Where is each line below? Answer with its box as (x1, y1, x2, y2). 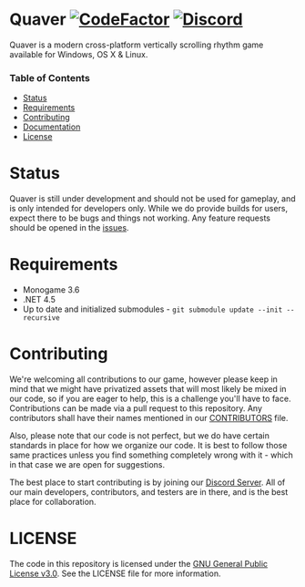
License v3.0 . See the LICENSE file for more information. (9, 568, 221, 579)
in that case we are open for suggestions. (9, 459, 166, 470)
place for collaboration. (9, 497, 97, 508)
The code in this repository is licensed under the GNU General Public (9, 558, 269, 569)
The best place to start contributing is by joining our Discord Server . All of (9, 477, 286, 488)
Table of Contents (9, 71, 91, 84)
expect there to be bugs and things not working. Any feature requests (9, 212, 271, 223)
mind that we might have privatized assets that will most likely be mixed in (9, 384, 287, 395)
